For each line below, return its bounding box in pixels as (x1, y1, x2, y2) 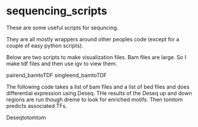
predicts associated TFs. (6, 102, 67, 109)
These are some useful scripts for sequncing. (6, 24, 119, 31)
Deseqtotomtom (6, 114, 46, 121)
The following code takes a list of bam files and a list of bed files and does (6, 83, 190, 90)
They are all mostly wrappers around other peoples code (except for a (6, 35, 180, 43)
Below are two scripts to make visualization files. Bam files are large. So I (6, 53, 187, 61)
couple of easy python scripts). (6, 42, 84, 49)
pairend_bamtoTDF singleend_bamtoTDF (6, 71, 107, 78)
